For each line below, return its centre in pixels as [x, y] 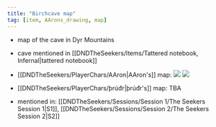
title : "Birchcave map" [42, 13]
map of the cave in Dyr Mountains [66, 39]
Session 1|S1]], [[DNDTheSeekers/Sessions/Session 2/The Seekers [113, 108]
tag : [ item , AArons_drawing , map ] [57, 20]
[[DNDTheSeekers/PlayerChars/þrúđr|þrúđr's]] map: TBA [99, 88]
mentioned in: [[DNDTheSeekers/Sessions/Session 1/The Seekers [111, 101]
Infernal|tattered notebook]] [57, 60]
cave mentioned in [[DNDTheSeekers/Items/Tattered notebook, [108, 53]
